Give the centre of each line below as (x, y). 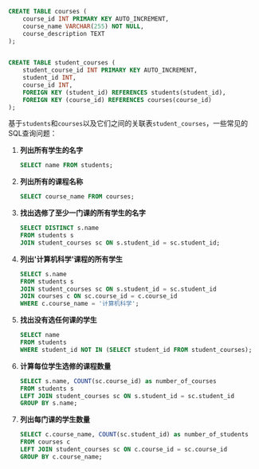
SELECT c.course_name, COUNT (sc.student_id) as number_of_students (134, 435)
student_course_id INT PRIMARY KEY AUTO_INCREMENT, (110, 70)
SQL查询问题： (33, 133)
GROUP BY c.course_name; (61, 457)
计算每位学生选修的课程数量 (65, 365)
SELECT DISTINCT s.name (59, 228)
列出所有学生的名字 (51, 150)
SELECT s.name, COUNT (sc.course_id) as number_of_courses (118, 381)
